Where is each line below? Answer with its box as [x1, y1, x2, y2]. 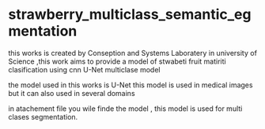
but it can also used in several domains [8, 88, 136, 98]
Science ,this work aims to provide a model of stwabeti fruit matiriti [8, 57, 227, 66]
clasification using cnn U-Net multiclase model [8, 64, 161, 74]
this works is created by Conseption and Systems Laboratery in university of [8, 48, 257, 57]
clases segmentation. [8, 112, 78, 121]
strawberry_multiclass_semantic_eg [8, 6, 252, 24]
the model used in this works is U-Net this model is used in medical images [8, 80, 253, 90]
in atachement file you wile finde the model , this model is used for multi [8, 104, 243, 113]
